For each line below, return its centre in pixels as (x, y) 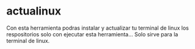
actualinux (34, 11)
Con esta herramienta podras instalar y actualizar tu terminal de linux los (98, 28)
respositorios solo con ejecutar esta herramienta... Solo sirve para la (92, 34)
